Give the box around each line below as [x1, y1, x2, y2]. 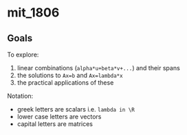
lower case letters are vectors [16, 112, 102, 121]
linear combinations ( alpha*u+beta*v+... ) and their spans [16, 64, 180, 72]
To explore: [7, 50, 39, 59]
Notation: [7, 92, 34, 100]
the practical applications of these [16, 79, 114, 87]
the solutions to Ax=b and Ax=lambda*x [16, 71, 123, 79]
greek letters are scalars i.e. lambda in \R [16, 105, 135, 113]
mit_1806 [7, 5, 60, 21]
